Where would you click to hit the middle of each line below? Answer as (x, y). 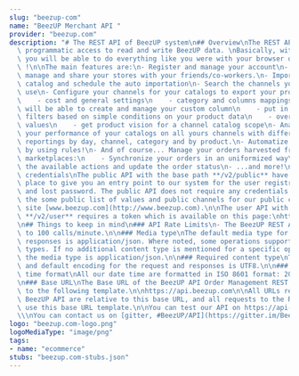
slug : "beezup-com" (45, 17)
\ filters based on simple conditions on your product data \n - (145, 117)
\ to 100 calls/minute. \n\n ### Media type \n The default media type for (153, 233)
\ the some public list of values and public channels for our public (151, 200)
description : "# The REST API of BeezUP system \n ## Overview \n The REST (145, 42)
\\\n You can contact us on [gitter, (85, 316)
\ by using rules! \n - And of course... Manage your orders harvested (149, 150)
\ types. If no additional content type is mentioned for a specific (149, 249)
